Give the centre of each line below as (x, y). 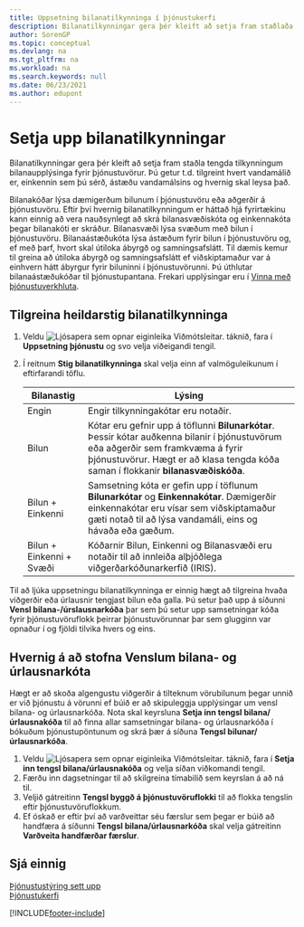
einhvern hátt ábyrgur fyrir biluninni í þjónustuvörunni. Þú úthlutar (131, 267)
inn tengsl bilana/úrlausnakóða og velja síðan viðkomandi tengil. (144, 769)
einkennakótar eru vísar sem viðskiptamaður (181, 508)
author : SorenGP (40, 34)
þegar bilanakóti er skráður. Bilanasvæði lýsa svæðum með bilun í (131, 229)
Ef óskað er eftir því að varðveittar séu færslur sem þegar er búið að (148, 817)
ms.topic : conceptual (50, 43)
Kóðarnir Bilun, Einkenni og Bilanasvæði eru (180, 545)
